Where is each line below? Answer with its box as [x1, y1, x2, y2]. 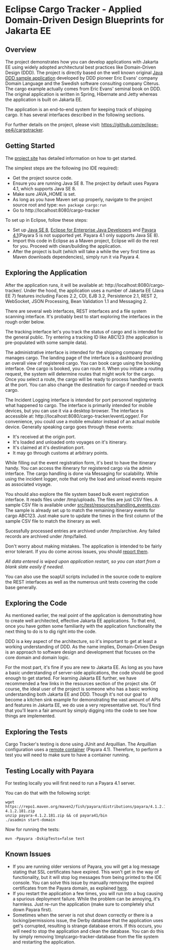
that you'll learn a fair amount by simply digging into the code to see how [5, 707, 157, 714]
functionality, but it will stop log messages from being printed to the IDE [12, 874, 162, 880]
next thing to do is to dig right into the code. [5, 628, 97, 635]
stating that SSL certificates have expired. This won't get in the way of [12, 869, 159, 875]
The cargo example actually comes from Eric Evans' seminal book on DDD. [5, 86, 161, 92]
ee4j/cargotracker [5, 127, 43, 133]
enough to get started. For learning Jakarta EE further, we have [5, 675, 137, 681]
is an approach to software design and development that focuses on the [5, 649, 155, 655]
